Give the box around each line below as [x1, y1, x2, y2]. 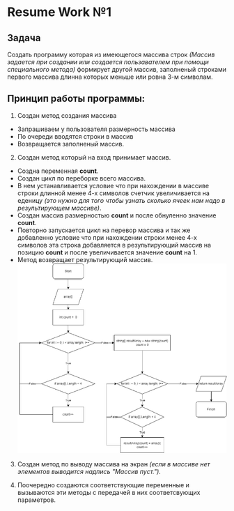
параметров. [17, 496, 56, 504]
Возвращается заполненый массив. [17, 139, 124, 148]
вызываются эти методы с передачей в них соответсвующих [17, 488, 201, 496]
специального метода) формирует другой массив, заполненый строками [7, 66, 227, 73]
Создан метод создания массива [17, 111, 117, 119]
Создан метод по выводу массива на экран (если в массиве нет [17, 459, 210, 468]
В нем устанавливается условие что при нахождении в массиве [17, 181, 210, 190]
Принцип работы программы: [7, 93, 146, 105]
